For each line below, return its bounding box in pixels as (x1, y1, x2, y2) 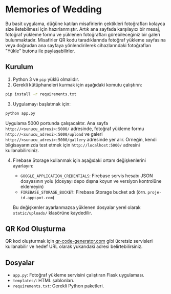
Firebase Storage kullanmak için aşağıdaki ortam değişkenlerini (12, 157, 146, 163)
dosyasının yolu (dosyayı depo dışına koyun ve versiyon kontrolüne (20, 178, 162, 184)
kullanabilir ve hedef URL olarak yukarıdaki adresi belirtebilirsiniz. (5, 243, 143, 249)
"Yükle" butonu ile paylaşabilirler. (5, 48, 75, 54)
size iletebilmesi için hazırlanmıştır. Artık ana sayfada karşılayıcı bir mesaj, (5, 26, 160, 32)
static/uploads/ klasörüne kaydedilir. (12, 209, 92, 216)
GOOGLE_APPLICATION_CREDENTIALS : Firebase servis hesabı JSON (20, 173, 153, 179)
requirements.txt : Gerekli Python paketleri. (12, 283, 104, 289)
